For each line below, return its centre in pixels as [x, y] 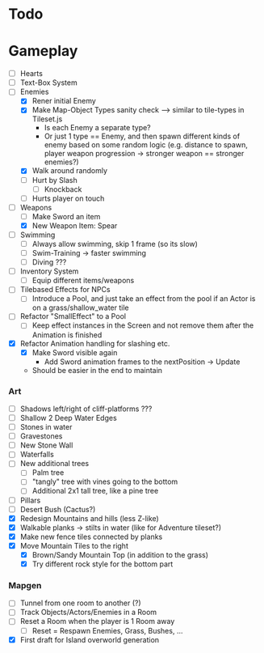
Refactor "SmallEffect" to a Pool [73, 316]
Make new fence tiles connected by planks [91, 536]
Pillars [30, 500]
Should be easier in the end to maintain [97, 370]
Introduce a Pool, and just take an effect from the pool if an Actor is [144, 299]
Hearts [31, 74]
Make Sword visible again [75, 352]
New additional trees [54, 464]
